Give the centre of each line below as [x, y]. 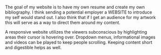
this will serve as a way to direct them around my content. [63, 22]
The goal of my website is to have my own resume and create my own [75, 7]
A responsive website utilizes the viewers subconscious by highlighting [76, 32]
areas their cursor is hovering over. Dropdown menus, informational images [80, 37]
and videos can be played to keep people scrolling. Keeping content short [79, 42]
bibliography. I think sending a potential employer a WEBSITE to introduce [79, 12]
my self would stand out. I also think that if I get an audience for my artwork [80, 17]
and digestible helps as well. [33, 47]
